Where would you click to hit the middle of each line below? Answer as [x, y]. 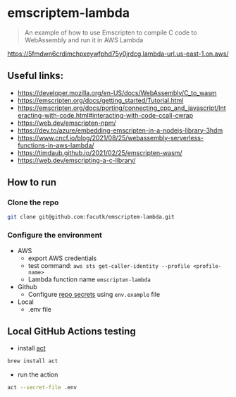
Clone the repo [33, 202]
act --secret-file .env [42, 388]
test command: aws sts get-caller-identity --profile [109, 265]
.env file [39, 309]
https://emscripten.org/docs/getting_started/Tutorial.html [100, 100]
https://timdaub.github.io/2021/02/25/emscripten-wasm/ [100, 152]
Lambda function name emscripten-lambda [89, 279]
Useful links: [36, 76]
